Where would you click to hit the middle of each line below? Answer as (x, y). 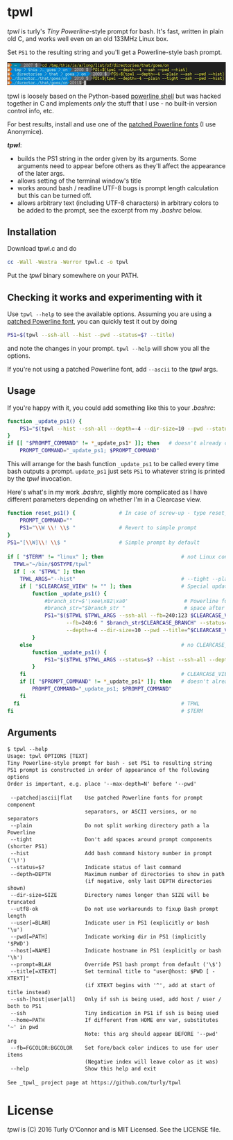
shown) (17, 889)
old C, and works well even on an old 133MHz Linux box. (88, 38)
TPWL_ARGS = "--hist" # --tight (114, 579)
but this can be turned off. (54, 195)
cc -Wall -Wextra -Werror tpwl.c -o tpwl (68, 262)
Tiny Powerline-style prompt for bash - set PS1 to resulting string (110, 763)
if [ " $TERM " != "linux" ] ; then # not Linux (111, 557)
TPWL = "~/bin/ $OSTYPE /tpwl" (52, 564)
